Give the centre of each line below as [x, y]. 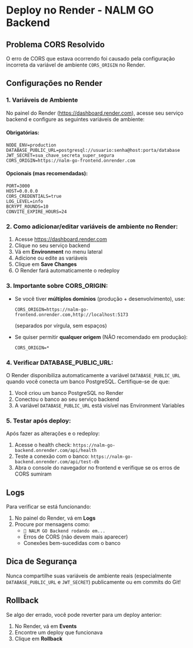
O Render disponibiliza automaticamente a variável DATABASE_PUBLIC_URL [93, 375]
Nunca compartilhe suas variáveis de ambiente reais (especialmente [89, 576]
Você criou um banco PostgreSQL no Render [69, 393]
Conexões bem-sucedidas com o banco [72, 543]
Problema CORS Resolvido [55, 44]
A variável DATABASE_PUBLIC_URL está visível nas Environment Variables [99, 405]
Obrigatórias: [23, 132]
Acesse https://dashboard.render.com [61, 240]
